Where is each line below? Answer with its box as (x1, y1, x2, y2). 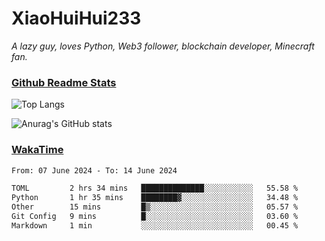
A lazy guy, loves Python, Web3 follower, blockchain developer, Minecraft (11, 40, 315, 52)
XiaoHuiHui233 (11, 7, 142, 30)
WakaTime (11, 143, 64, 157)
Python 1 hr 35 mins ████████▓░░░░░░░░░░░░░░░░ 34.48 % (11, 193, 299, 203)
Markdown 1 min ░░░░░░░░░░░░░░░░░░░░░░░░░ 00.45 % (11, 220, 299, 231)
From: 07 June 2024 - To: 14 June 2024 (11, 165, 178, 176)
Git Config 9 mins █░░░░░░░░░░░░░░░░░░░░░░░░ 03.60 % (11, 212, 299, 222)
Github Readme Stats (11, 75, 117, 89)
